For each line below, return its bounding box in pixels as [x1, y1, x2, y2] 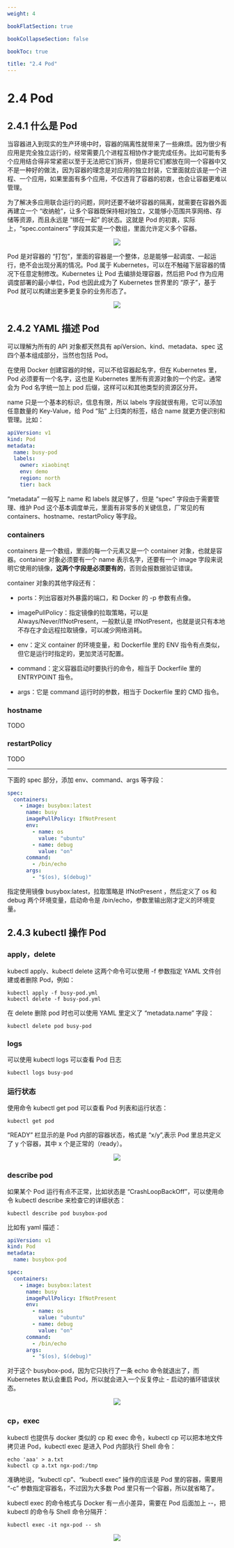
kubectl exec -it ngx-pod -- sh [7, 1521, 101, 1528]
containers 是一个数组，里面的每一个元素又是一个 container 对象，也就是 [7, 546, 217, 555]
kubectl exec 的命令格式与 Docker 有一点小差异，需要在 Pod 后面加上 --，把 [7, 1499, 226, 1507]
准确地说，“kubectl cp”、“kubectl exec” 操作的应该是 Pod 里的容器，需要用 [7, 1475, 223, 1483]
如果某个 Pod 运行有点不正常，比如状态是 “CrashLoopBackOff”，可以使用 [7, 1187, 218, 1195]
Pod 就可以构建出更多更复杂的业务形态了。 [7, 287, 130, 296]
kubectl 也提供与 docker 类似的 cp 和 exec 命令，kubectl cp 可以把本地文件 [7, 1433, 224, 1441]
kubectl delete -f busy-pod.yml [7, 995, 101, 1002]
